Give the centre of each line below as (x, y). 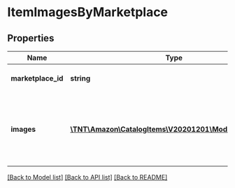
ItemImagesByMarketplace (88, 12)
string (80, 78)
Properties (31, 38)
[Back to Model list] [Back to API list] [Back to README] (87, 177)
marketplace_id (37, 78)
